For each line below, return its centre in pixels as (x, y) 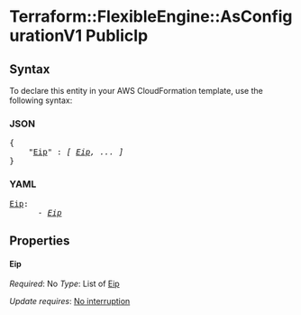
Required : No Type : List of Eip (64, 284)
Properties (40, 241)
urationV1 (46, 36)
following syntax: (41, 100)
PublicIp (117, 36)
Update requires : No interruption (70, 301)
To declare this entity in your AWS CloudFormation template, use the (136, 91)
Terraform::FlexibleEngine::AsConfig (151, 17)
